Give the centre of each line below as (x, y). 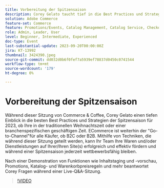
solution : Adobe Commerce (31, 19)
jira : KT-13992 (20, 50)
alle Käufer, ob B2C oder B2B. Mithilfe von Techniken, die (94, 136)
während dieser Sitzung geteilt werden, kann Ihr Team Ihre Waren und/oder (81, 141)
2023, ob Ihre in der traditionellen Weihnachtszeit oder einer (65, 125)
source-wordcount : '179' (30, 69)
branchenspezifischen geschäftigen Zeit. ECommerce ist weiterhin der (76, 130)
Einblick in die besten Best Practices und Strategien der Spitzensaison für (79, 120)
